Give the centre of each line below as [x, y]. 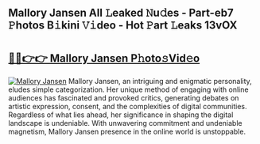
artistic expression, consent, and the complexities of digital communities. [128, 106]
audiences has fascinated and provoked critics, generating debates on [124, 98]
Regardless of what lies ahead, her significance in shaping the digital [121, 115]
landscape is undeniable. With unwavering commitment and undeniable [125, 123]
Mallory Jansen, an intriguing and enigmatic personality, [160, 81]
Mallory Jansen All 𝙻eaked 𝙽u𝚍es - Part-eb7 [121, 13]
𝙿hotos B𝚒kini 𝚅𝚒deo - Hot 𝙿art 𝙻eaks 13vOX [123, 26]
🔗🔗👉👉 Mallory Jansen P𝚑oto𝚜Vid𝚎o [104, 58]
